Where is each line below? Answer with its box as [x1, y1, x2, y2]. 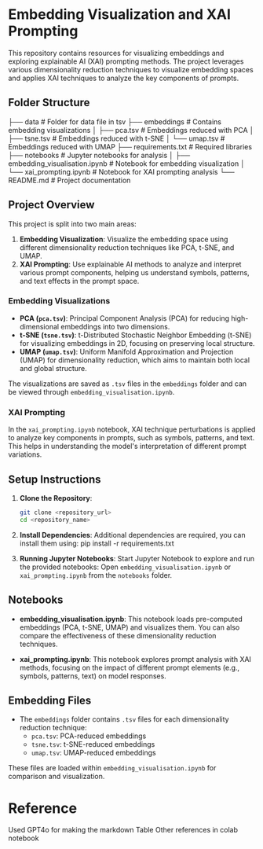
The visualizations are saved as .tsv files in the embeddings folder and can [8, 379, 247, 388]
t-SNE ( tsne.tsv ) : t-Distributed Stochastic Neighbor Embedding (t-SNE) [19, 330, 252, 340]
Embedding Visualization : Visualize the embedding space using [19, 234, 228, 244]
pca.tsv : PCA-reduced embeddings [31, 731, 147, 741]
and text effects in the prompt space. [19, 276, 140, 285]
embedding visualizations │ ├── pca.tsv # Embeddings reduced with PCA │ [8, 125, 254, 134]
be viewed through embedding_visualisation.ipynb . [8, 387, 175, 396]
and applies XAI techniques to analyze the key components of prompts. [8, 73, 239, 83]
